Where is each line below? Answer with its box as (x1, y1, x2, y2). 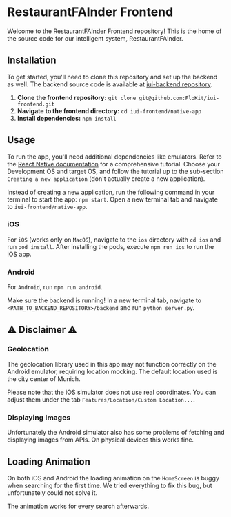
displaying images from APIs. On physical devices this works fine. (7, 436, 194, 444)
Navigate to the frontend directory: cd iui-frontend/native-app (17, 106, 202, 115)
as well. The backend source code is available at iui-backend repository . (7, 80, 212, 88)
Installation (7, 55, 57, 66)
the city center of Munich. (7, 374, 81, 383)
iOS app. (7, 250, 32, 258)
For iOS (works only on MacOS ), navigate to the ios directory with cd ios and (7, 235, 221, 244)
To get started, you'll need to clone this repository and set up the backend (7, 72, 218, 81)
